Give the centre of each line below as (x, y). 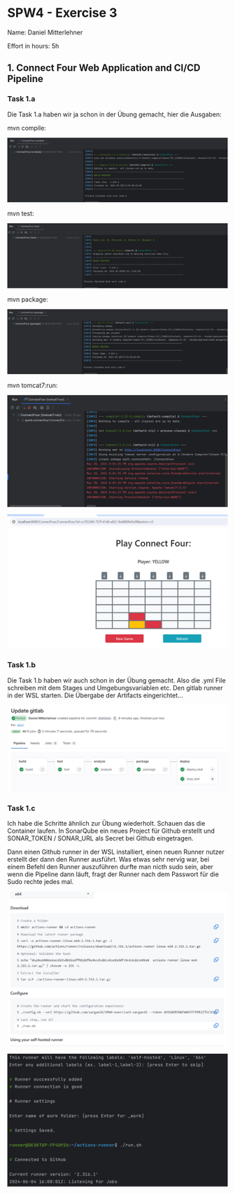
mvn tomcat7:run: (33, 385)
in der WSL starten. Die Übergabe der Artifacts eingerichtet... (95, 695)
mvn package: (28, 300)
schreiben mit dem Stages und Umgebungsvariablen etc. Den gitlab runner (115, 687)
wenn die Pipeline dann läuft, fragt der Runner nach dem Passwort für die (113, 874)
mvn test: (21, 214)
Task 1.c (21, 808)
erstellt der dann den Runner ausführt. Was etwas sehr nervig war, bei (108, 859)
